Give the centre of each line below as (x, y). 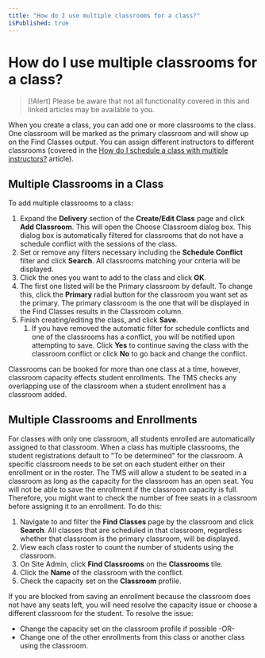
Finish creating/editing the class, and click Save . (99, 320)
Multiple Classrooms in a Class (86, 184)
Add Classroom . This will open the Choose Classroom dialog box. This (135, 227)
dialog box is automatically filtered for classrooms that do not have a (131, 236)
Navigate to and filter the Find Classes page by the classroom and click (137, 522)
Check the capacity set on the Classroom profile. (100, 581)
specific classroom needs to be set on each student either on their (117, 464)
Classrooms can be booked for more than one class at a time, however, (125, 369)
